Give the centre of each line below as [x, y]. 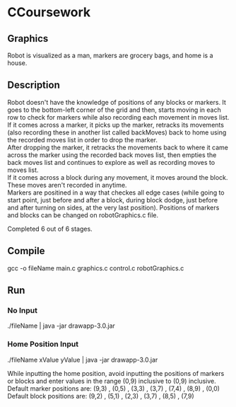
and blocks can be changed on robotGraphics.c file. [83, 215]
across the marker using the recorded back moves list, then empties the [112, 155]
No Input [22, 310]
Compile [26, 251]
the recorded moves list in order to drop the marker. [82, 139]
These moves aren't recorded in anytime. [67, 185]
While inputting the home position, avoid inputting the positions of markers [116, 373]
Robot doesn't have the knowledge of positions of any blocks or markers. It [117, 102]
